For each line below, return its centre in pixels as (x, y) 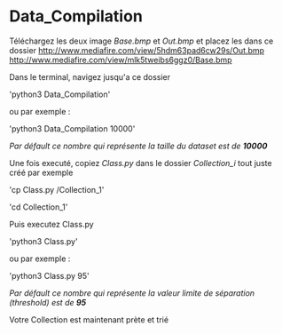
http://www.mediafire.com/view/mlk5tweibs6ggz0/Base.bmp (121, 60)
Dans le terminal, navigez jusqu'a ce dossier (90, 76)
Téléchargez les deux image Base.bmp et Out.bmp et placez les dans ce (141, 41)
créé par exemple (41, 172)
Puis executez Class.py (52, 224)
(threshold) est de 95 (48, 302)
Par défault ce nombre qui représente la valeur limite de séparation (132, 293)
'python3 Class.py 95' (50, 275)
